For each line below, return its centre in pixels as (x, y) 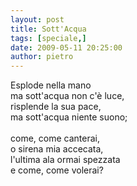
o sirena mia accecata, (57, 149)
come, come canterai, (55, 138)
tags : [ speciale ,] (48, 38)
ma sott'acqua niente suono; (69, 117)
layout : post (37, 19)
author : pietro (42, 57)
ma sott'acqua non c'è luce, (67, 96)
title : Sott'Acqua (48, 29)
